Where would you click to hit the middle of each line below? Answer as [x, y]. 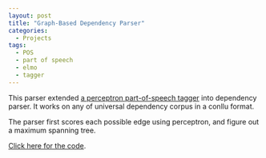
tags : [17, 45]
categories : [28, 30]
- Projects [34, 38]
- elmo [26, 68]
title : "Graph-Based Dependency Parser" [77, 23]
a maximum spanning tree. [52, 130]
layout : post [30, 16]
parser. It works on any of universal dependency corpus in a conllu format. [131, 106]
